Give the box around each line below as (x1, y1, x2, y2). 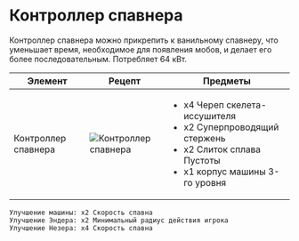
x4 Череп (183, 99, 224, 111)
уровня (194, 176, 227, 189)
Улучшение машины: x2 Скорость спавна (9, 208, 153, 217)
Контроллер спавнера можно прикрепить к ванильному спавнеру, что (9, 35, 279, 45)
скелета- (226, 99, 267, 111)
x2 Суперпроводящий (183, 121, 279, 133)
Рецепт (108, 75, 141, 87)
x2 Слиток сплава (183, 143, 261, 156)
